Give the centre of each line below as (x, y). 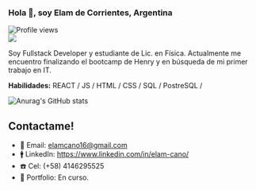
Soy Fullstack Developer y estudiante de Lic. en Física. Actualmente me (125, 53)
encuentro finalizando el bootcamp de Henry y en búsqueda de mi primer (128, 62)
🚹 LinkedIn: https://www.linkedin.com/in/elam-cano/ (104, 154)
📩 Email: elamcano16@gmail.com (74, 145)
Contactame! (41, 126)
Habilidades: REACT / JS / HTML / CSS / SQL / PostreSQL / (105, 86)
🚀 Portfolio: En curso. (54, 177)
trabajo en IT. (30, 70)
